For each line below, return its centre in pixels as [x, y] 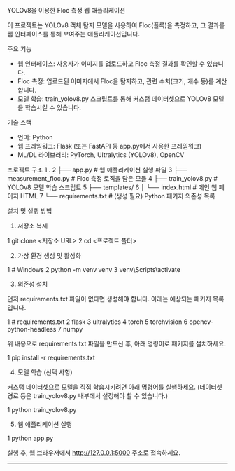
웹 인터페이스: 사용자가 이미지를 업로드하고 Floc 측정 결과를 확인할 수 [111, 64]
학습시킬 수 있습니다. [53, 108]
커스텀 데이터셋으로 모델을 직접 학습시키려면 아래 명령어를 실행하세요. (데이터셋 [115, 387]
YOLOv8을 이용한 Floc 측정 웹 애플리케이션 [66, 10]
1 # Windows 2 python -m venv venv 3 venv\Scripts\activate [94, 269]
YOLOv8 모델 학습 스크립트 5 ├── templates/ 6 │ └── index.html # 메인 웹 [112, 187]
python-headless [32, 329]
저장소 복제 [33, 226]
